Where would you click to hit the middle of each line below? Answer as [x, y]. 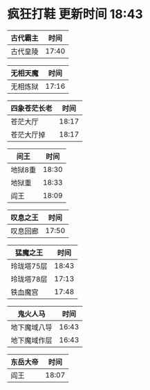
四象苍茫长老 [32, 108]
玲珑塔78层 [29, 279]
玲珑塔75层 [29, 266]
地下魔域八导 [32, 327]
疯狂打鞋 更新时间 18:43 [75, 14]
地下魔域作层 [32, 340]
